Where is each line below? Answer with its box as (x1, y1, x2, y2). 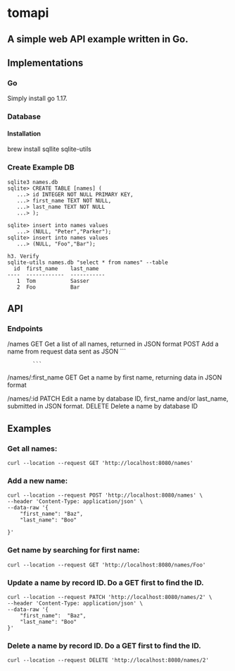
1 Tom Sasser (16, 277, 90, 284)
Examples (7, 422, 51, 435)
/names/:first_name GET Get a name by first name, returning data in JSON (7, 373, 222, 382)
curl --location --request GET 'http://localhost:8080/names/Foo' (7, 561, 206, 569)
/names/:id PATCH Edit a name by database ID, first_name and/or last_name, (7, 394, 229, 403)
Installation (7, 129, 41, 138)
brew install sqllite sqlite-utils (7, 145, 91, 153)
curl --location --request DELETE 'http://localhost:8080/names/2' (7, 657, 210, 664)
